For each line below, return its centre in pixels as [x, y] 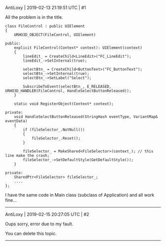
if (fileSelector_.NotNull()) [54, 130]
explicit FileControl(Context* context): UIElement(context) [78, 48]
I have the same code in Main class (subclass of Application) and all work [80, 195]
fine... [11, 200]
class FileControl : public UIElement [45, 26]
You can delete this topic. [31, 233]
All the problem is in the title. [34, 17]
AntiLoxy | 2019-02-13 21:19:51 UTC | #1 [46, 8]
